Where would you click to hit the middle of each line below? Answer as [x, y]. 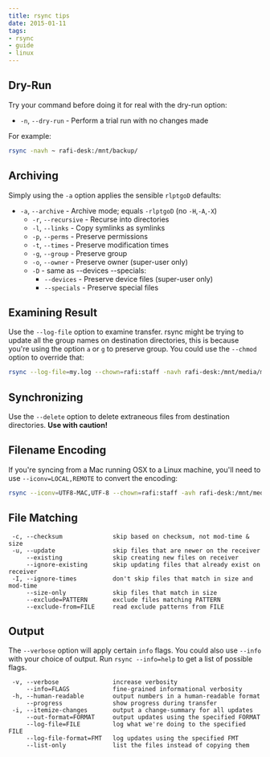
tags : [17, 31]
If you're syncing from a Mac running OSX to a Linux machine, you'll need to [135, 470]
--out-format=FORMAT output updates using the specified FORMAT [143, 718]
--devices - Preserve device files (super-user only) [129, 279]
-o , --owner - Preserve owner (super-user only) [110, 262]
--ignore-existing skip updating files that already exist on [143, 564]
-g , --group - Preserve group [80, 253]
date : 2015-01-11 [37, 23]
